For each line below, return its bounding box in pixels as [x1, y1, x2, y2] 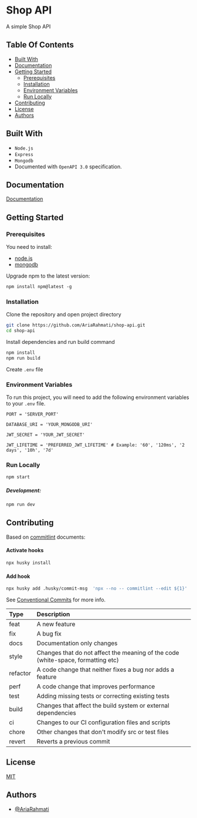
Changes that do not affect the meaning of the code [36, 649, 179, 657]
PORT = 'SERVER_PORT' [6, 411, 59, 417]
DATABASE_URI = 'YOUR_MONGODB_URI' [6, 422, 93, 428]
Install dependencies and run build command [6, 338, 116, 345]
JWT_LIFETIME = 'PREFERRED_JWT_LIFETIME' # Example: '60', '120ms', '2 [6, 442, 185, 448]
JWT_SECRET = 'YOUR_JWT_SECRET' [6, 432, 85, 438]
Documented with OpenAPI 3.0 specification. [14, 163, 122, 170]
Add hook [6, 573, 30, 580]
